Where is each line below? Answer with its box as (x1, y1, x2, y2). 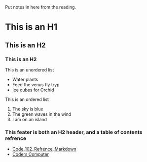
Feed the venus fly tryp (12, 81, 60, 88)
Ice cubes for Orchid (12, 87, 54, 93)
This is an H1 (5, 22, 58, 32)
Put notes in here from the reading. (5, 4, 76, 10)
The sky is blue (12, 106, 43, 112)
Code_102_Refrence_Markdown (12, 146, 76, 152)
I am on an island (12, 116, 47, 122)
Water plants (12, 76, 38, 82)
